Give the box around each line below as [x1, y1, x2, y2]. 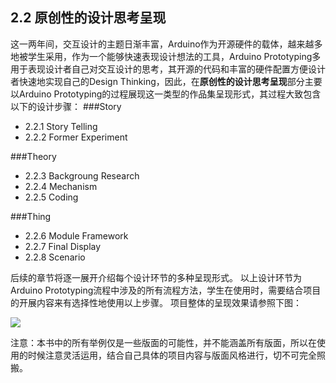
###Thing [10, 210, 52, 222]
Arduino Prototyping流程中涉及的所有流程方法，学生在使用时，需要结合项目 [10, 284, 322, 296]
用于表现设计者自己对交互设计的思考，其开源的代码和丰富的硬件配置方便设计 [10, 63, 326, 75]
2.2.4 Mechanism [24, 180, 98, 192]
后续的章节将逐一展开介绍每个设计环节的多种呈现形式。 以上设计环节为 [10, 271, 302, 283]
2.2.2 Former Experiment [24, 131, 128, 143]
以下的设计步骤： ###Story [10, 100, 122, 112]
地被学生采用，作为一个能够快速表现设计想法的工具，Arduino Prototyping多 [10, 50, 322, 62]
